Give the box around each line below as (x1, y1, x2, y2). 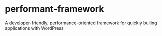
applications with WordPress (5, 25, 64, 31)
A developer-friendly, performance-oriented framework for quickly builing (5, 20, 157, 26)
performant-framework (5, 3, 104, 15)
